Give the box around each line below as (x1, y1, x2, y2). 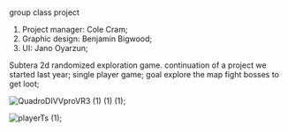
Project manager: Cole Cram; (21, 25, 128, 35)
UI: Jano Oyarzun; (21, 43, 88, 54)
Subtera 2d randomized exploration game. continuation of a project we (9, 60, 267, 70)
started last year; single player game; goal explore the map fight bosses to (9, 70, 280, 80)
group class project (9, 7, 80, 18)
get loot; (9, 78, 40, 90)
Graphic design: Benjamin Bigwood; (21, 33, 153, 44)
